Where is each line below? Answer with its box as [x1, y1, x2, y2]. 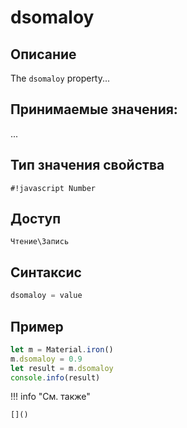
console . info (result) [10, 372, 101, 383]
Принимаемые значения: [10, 101, 178, 118]
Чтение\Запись [10, 237, 70, 247]
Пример [10, 318, 64, 335]
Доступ [10, 211, 62, 228]
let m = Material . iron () [10, 344, 114, 355]
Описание [10, 46, 77, 63]
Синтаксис [10, 264, 82, 281]
